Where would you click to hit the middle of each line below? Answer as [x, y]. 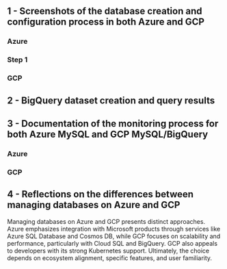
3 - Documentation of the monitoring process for [113, 124]
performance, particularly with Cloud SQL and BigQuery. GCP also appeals [112, 243]
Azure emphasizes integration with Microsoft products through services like [114, 229]
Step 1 [17, 60]
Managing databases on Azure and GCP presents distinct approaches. [106, 221]
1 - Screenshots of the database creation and [105, 11]
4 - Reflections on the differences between [100, 194]
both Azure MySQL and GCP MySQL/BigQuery [108, 134]
